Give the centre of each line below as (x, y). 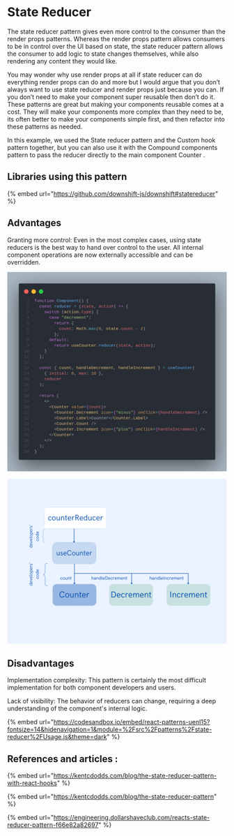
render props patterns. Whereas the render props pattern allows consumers (116, 38)
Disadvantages (41, 663)
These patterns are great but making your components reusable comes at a (116, 104)
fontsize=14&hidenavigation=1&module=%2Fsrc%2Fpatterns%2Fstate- (110, 729)
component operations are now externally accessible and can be (100, 255)
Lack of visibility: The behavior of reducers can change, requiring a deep (112, 701)
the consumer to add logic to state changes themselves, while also (103, 54)
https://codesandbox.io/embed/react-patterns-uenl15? (132, 722)
